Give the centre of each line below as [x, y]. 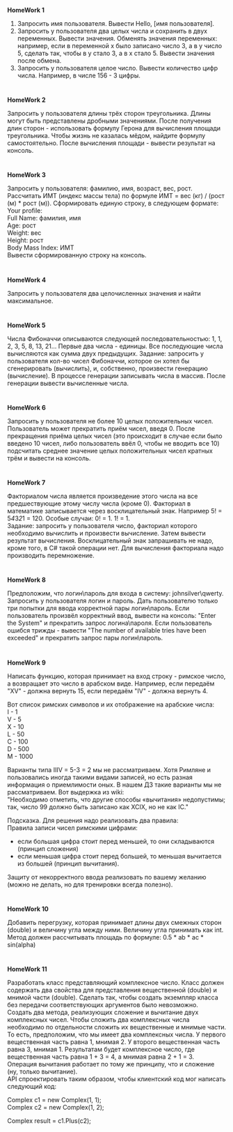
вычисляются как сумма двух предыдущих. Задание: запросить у [105, 353]
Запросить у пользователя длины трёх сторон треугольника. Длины [109, 114]
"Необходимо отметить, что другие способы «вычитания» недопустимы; [116, 799]
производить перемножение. [51, 556]
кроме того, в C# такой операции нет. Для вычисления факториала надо [115, 548]
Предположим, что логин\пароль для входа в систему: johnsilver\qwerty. [115, 594]
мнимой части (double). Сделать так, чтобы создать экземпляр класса [113, 997]
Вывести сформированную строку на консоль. [77, 255]
